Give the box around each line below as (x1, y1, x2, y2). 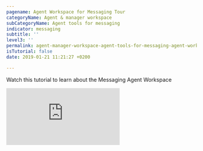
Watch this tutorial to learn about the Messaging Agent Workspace (6, 76, 172, 83)
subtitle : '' (6, 32, 39, 38)
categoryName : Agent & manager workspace (6, 15, 112, 21)
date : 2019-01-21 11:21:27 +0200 (6, 54, 91, 60)
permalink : (6, 43, 34, 49)
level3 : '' (6, 37, 34, 43)
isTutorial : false (6, 49, 53, 55)
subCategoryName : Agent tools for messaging (6, 20, 120, 26)
